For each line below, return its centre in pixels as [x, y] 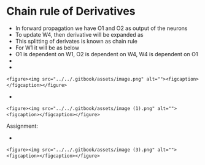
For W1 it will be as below [47, 48]
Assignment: [22, 126]
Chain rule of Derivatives [71, 11]
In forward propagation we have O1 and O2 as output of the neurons [101, 28]
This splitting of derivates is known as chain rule [76, 41]
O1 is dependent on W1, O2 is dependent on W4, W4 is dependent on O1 [106, 54]
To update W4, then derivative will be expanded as [79, 34]
